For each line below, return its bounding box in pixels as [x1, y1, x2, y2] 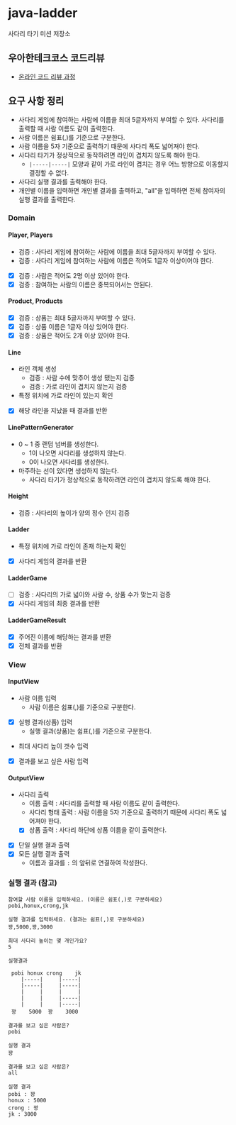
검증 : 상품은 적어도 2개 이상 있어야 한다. [18, 331, 130, 340]
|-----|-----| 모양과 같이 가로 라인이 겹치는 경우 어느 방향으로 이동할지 [28, 160, 230, 168]
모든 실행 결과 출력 [18, 850, 70, 858]
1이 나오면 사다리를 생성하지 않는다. [28, 448, 127, 457]
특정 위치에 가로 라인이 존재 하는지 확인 [18, 542, 127, 550]
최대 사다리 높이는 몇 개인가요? [8, 937, 88, 944]
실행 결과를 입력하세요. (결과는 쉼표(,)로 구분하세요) [8, 916, 145, 923]
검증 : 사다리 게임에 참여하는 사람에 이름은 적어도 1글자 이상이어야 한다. [18, 256, 214, 265]
